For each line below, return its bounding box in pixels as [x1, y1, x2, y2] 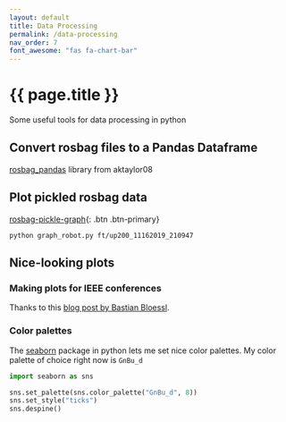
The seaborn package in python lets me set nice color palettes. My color [9, 345, 277, 356]
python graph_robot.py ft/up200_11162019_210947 [9, 231, 194, 240]
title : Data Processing [9, 21, 98, 30]
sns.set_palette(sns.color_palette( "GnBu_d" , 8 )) [9, 388, 198, 397]
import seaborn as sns [9, 372, 94, 381]
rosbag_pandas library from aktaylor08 [9, 164, 154, 174]
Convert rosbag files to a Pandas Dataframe [9, 140, 258, 156]
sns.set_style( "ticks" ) [9, 396, 98, 405]
